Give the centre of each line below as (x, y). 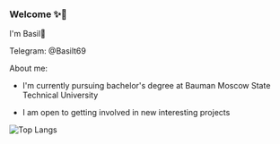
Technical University (60, 95)
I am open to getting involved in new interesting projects (126, 113)
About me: (28, 68)
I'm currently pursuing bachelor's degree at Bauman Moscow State (146, 86)
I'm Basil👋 (28, 34)
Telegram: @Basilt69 (48, 51)
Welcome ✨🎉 (38, 14)
